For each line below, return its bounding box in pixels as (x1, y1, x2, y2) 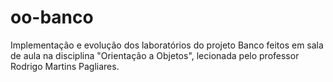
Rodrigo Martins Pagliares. (10, 60, 120, 72)
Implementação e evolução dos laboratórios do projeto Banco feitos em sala (10, 39, 324, 51)
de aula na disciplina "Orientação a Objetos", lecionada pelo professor (10, 49, 300, 61)
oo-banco (10, 6, 94, 29)
